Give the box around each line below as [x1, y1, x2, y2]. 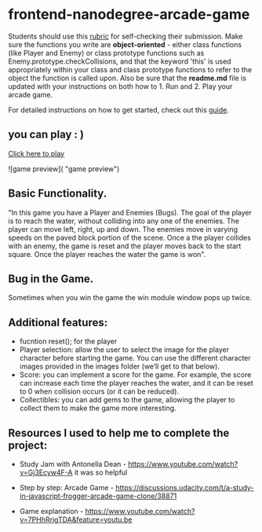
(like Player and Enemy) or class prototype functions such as [8, 48, 205, 57]
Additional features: [8, 316, 108, 329]
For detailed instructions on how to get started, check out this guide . [8, 105, 230, 115]
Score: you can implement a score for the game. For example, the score [19, 370, 252, 380]
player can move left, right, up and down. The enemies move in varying [8, 224, 238, 233]
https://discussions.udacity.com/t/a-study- [115, 483, 254, 492]
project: [8, 438, 48, 452]
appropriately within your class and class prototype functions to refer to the [8, 64, 253, 74]
